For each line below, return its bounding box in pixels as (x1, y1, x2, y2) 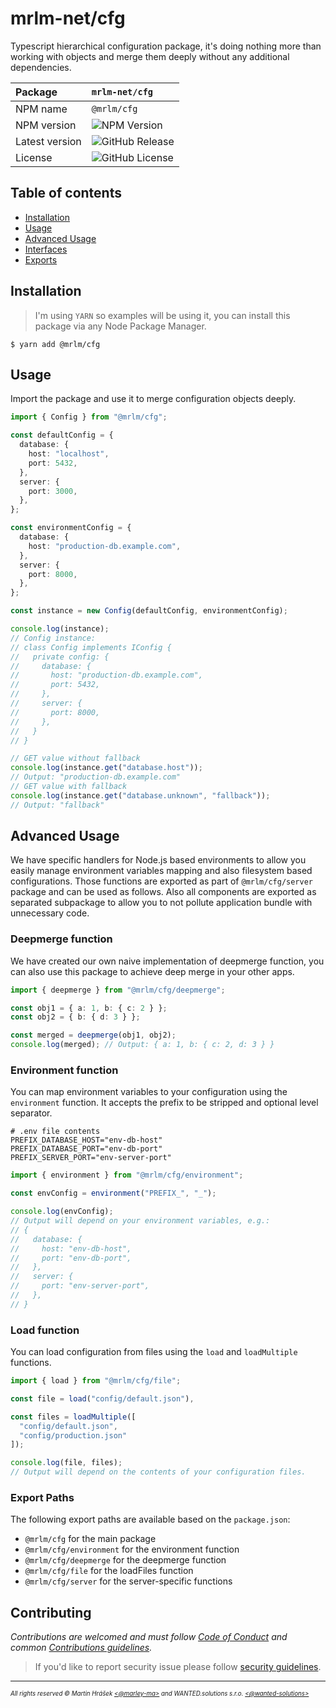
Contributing (10, 1604, 92, 1621)
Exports (24, 253, 58, 266)
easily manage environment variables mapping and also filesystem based (10, 865, 313, 877)
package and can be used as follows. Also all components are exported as (10, 886, 317, 898)
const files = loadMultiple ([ (10, 1412, 137, 1422)
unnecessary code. (10, 907, 90, 919)
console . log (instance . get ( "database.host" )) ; (10, 763, 203, 773)
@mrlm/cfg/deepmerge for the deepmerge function (24, 1554, 227, 1566)
